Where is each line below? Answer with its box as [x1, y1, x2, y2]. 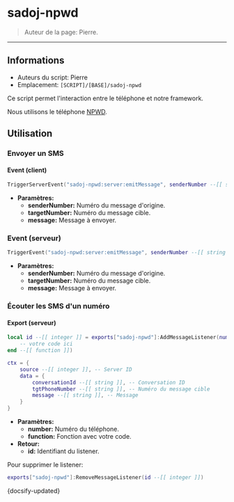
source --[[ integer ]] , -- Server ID [19, 366, 132, 373]
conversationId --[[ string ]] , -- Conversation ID [32, 379, 186, 386]
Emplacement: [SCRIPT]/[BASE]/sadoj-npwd [17, 80, 141, 88]
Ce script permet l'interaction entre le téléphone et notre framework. [7, 94, 204, 102]
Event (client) [7, 166, 47, 174]
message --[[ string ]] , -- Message [32, 392, 139, 399]
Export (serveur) [7, 318, 57, 327]
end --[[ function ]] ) [7, 347, 73, 354]
